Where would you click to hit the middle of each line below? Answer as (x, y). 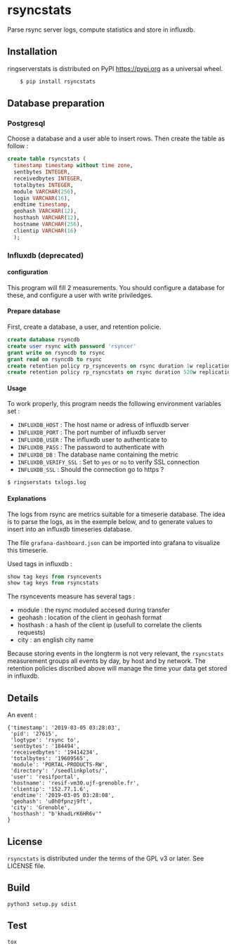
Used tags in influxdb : (40, 563)
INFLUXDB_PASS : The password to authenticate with (91, 447)
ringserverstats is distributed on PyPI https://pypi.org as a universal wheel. (115, 68)
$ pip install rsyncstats (58, 81)
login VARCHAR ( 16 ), (42, 198)
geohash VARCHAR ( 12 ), (45, 211)
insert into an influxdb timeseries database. (70, 529)
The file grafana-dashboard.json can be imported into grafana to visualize (114, 542)
